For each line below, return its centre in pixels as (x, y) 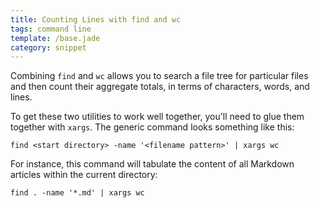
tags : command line (51, 29)
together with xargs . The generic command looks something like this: (152, 127)
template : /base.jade (55, 38)
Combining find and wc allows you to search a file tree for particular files (159, 76)
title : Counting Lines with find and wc (96, 19)
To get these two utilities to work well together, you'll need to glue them (157, 117)
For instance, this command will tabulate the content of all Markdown (152, 164)
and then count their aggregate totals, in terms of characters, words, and (160, 87)
